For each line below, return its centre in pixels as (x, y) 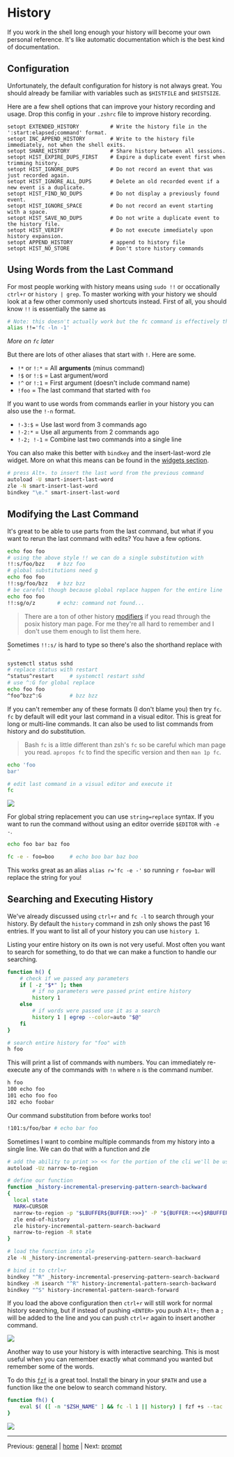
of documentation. (34, 47)
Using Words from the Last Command (91, 270)
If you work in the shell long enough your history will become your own (109, 32)
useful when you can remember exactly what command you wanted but (110, 1360)
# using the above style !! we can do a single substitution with (106, 558)
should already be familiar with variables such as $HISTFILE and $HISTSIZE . (114, 93)
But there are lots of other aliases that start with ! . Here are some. (102, 355)
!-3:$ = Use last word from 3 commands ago (82, 425)
